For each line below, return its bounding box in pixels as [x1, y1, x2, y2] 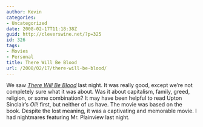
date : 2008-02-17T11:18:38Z [6, 25, 78, 32]
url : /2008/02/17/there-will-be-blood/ [6, 65, 107, 71]
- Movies [6, 48, 28, 54]
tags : [6, 43, 20, 49]
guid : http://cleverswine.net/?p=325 [6, 31, 102, 37]
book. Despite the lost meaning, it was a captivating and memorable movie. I [6, 107, 197, 115]
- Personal [6, 54, 34, 60]
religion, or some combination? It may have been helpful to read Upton [6, 94, 182, 102]
